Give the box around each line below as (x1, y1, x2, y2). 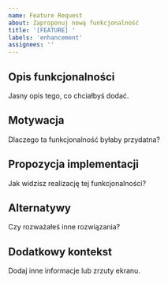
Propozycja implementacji (8, 158, 140, 171)
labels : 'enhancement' (8, 33, 83, 42)
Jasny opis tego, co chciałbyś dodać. (8, 91, 129, 100)
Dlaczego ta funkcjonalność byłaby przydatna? (8, 135, 160, 144)
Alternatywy (8, 201, 71, 214)
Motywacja (8, 114, 65, 127)
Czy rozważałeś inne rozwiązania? (8, 222, 121, 232)
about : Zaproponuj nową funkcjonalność (8, 19, 140, 27)
